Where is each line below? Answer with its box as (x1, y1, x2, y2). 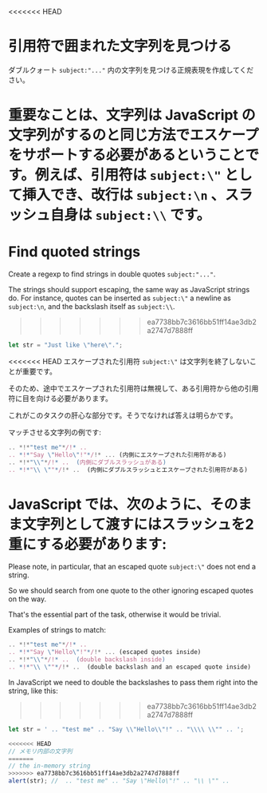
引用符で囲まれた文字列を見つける (8, 38, 233, 55)
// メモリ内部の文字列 (8, 747, 73, 755)
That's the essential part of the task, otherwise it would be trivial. (8, 610, 222, 620)
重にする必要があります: (8, 535, 167, 553)
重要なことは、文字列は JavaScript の (8, 106, 257, 125)
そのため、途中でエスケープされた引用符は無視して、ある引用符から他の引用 (8, 383, 259, 393)
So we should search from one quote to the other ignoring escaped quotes (8, 586, 253, 596)
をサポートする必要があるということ (8, 146, 245, 165)
